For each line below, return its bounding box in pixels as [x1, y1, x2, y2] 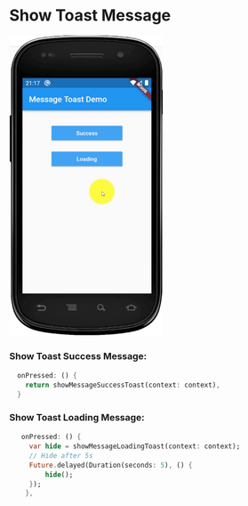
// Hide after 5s [28, 451, 93, 460]
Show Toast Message [9, 5, 172, 26]
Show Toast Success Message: [9, 349, 148, 362]
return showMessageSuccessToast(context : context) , [25, 380, 220, 390]
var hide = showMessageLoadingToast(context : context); [28, 442, 241, 451]
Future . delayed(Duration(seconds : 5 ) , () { [28, 461, 193, 469]
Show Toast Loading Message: [9, 411, 145, 423]
